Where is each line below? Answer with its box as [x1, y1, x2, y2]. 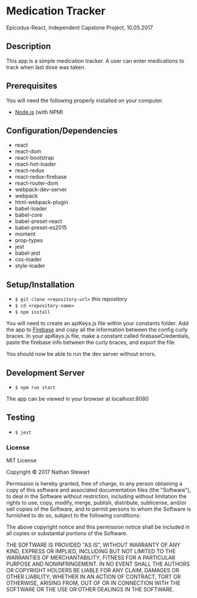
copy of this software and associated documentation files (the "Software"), [6, 486, 192, 494]
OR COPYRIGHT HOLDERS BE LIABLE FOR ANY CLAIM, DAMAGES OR [6, 567, 180, 574]
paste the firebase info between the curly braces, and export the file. [6, 339, 176, 346]
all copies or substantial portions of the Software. [6, 530, 128, 537]
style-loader [14, 262, 46, 270]
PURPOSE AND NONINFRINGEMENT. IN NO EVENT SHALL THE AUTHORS [6, 560, 190, 568]
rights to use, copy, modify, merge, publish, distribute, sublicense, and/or [6, 499, 187, 507]
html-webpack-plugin [14, 199, 69, 206]
